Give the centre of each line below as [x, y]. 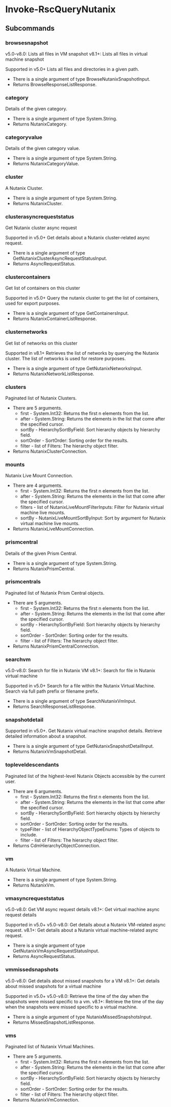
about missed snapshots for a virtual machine [53, 986]
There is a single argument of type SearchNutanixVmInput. [75, 701]
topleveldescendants [32, 765]
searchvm [18, 659]
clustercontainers [28, 277]
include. [29, 834]
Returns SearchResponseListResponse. [54, 707]
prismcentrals [23, 582]
